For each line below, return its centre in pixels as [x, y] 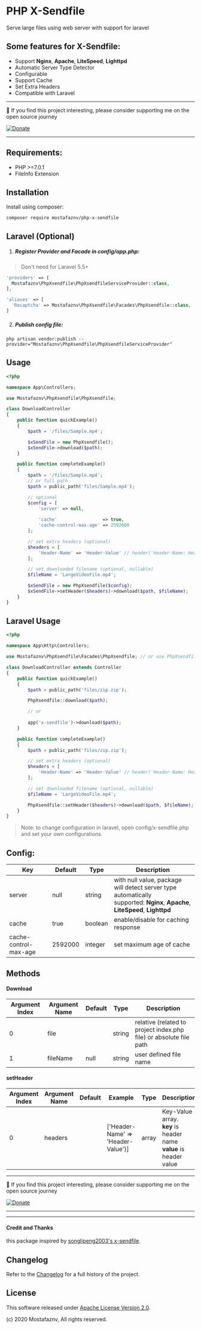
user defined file [158, 1054]
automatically [133, 895]
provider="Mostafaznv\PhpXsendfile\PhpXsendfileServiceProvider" [89, 344]
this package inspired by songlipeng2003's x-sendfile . [73, 1241]
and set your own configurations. [62, 834]
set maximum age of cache [152, 945]
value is [173, 1149]
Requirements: [34, 153]
